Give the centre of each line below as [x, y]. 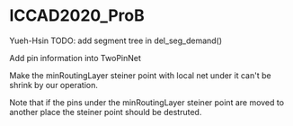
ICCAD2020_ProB [77, 16]
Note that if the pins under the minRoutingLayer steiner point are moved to [147, 102]
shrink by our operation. [54, 85]
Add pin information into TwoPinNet [75, 58]
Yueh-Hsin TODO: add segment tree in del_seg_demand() [116, 40]
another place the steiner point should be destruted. [106, 112]
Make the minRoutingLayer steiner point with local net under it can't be [140, 75]
